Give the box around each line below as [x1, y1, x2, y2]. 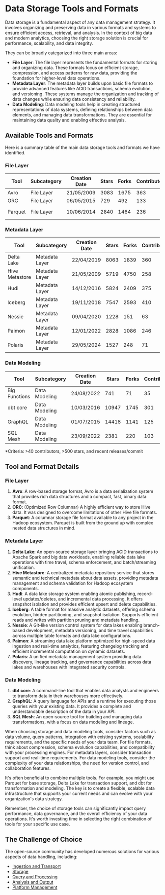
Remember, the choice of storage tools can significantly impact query [5, 805, 146, 811]
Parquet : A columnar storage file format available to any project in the [12, 515, 154, 521]
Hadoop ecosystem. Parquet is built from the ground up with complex [12, 520, 153, 526]
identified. [5, 149, 26, 155]
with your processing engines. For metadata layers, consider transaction [5, 749, 152, 755]
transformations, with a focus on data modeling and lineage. [12, 719, 134, 725]
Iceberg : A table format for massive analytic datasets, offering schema [12, 606, 156, 612]
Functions [7, 393, 30, 400]
